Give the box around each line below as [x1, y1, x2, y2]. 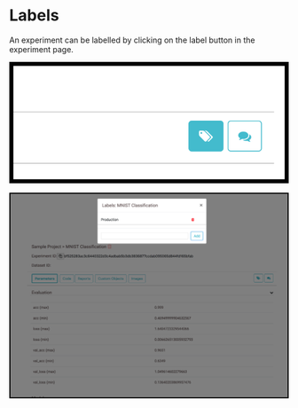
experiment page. [9, 43, 74, 54]
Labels [9, 5, 59, 26]
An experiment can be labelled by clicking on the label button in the [9, 35, 255, 45]
